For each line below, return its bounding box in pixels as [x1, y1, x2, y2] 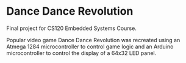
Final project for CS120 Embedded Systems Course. [6, 24, 137, 32]
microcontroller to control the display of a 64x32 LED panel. [6, 49, 157, 56]
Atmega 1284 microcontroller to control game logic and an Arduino [6, 43, 174, 50]
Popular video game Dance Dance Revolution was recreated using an [6, 36, 181, 43]
